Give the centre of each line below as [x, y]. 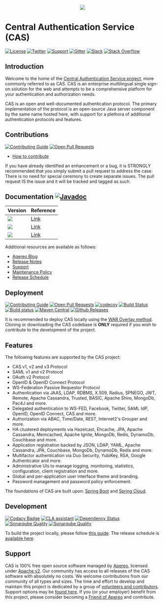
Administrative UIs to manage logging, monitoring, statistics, [73, 466]
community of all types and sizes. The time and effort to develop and [75, 581]
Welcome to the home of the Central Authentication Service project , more [80, 78]
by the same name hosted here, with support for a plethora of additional [78, 114]
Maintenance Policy [32, 272]
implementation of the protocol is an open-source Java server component [80, 109]
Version [17, 210]
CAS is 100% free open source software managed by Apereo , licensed [76, 566]
